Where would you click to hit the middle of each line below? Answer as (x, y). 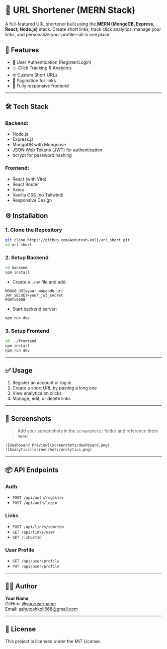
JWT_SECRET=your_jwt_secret (34, 295)
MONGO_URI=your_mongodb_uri (34, 291)
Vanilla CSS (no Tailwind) (38, 195)
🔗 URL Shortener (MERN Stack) (70, 10)
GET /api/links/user (34, 532)
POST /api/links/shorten (38, 527)
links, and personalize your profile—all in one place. (58, 34)
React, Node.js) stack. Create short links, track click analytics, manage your (83, 29)
